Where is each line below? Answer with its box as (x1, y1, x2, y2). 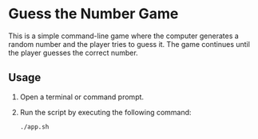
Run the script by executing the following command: (19, 107, 192, 117)
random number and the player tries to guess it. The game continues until (8, 39, 250, 48)
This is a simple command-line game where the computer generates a (8, 31, 240, 41)
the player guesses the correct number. (8, 48, 138, 57)
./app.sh (19, 122, 50, 131)
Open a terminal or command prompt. (19, 92, 145, 102)
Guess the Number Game (8, 5, 179, 23)
